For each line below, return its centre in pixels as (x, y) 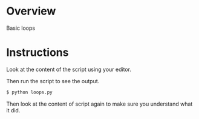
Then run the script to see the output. (53, 81)
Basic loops (21, 28)
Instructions (38, 53)
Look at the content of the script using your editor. (69, 69)
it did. (13, 110)
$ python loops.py (29, 92)
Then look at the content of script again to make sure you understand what (99, 104)
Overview (31, 11)
